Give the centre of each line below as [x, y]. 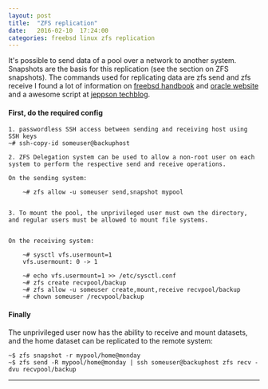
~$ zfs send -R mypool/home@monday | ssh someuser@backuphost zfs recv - [134, 362]
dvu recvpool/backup [43, 369]
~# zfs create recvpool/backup [75, 283]
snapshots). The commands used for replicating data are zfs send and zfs [130, 77]
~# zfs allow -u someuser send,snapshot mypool [103, 192]
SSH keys [23, 136]
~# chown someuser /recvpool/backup [84, 297]
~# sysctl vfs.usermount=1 [67, 255]
